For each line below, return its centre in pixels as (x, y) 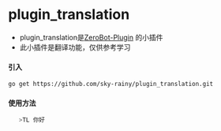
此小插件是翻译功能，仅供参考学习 (75, 47)
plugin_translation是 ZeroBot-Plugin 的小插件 (91, 37)
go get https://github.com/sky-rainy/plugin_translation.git (111, 84)
